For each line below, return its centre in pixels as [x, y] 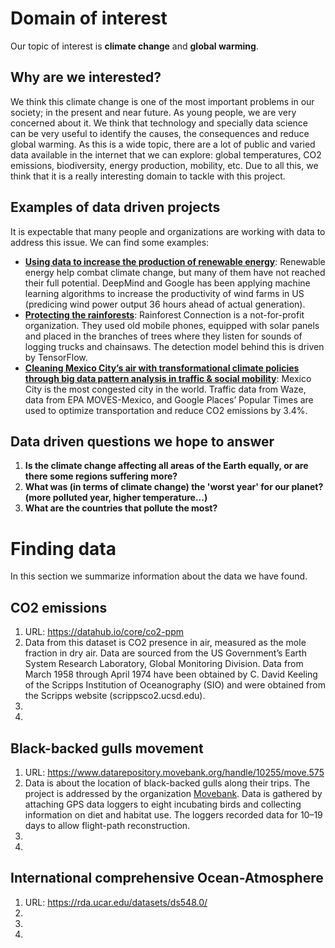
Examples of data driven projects [115, 207]
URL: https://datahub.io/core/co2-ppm [104, 632]
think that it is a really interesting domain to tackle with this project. [148, 176]
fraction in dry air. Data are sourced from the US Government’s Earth [165, 653]
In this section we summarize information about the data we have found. [159, 576]
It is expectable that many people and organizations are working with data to [168, 231]
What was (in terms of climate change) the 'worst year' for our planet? [174, 487]
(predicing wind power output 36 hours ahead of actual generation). [165, 304]
